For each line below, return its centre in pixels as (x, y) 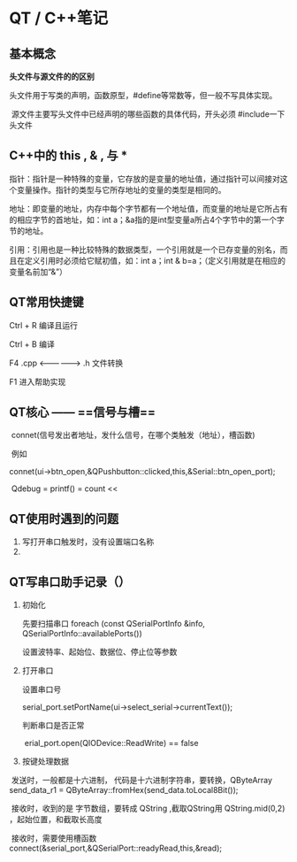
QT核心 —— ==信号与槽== (83, 412)
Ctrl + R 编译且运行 (43, 325)
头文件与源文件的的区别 (52, 77)
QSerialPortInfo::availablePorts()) (82, 634)
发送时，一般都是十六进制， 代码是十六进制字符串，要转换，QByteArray (141, 781)
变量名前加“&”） (38, 272)
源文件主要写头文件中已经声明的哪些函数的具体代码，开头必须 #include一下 (148, 114)
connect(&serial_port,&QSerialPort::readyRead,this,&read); (116, 848)
